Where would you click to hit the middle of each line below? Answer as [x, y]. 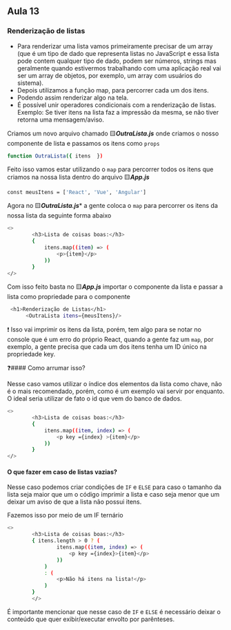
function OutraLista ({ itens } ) [55, 156]
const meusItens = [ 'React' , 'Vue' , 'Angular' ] [77, 192]
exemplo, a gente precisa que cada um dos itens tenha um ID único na [107, 347]
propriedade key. [31, 354]
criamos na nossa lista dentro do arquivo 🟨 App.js [78, 177]
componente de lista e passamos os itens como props [83, 143]
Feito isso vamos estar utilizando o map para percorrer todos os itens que [110, 169]
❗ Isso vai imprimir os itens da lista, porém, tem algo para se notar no [104, 330]
